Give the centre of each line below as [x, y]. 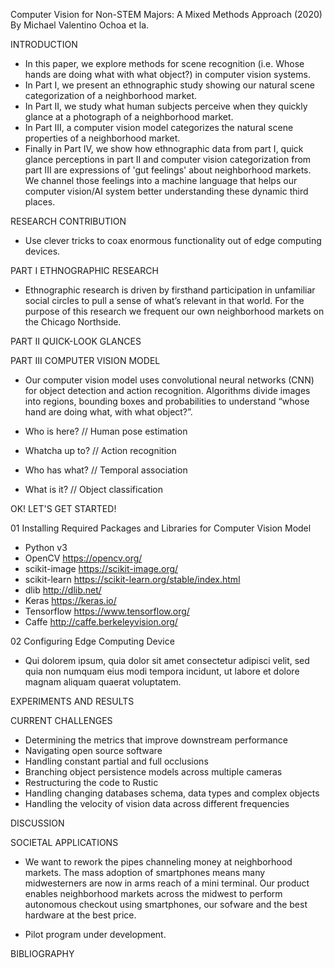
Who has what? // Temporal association [106, 470]
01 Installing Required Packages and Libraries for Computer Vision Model [161, 528]
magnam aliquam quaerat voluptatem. [103, 682]
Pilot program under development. [95, 934]
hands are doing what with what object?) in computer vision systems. [167, 74]
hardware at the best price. [80, 915]
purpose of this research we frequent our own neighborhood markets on [174, 311]
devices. [42, 251]
